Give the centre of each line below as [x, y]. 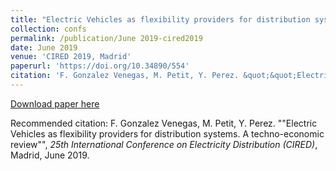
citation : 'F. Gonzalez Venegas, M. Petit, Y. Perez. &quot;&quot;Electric [171, 76]
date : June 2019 [44, 47]
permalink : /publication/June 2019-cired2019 [106, 38]
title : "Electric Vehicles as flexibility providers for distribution [160, 19]
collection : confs [48, 29]
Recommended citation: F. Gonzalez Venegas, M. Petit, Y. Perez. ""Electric [164, 123]
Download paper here [55, 103]
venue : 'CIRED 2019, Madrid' [71, 57]
